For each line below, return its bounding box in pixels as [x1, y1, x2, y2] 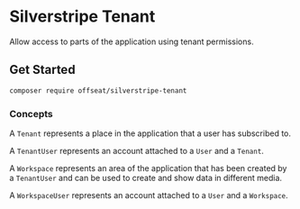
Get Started [9, 62, 76, 77]
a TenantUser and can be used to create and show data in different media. [9, 172, 282, 183]
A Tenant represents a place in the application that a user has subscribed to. [9, 128, 291, 139]
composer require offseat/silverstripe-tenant [9, 86, 187, 95]
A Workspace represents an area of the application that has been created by [9, 162, 287, 173]
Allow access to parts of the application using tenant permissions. [9, 36, 254, 47]
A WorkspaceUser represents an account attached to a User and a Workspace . [9, 189, 288, 200]
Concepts [9, 107, 54, 120]
